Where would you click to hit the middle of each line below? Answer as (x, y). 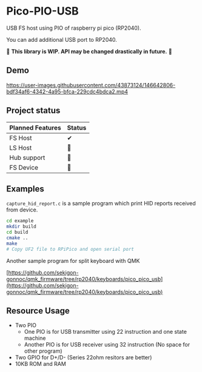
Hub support (27, 158)
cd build (17, 232)
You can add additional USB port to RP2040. (62, 39)
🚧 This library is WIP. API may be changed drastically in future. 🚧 (89, 51)
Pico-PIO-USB (42, 11)
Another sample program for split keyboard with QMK (73, 261)
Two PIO (25, 325)
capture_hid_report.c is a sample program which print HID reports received (101, 204)
